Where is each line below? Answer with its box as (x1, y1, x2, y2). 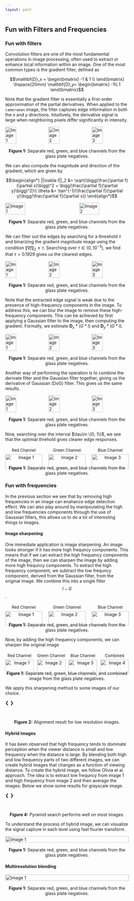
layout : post (5, 7, 32, 12)
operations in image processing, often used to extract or (5, 56, 118, 62)
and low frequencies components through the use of (5, 509, 111, 515)
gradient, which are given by (5, 168, 63, 174)
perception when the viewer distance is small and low (5, 747, 113, 752)
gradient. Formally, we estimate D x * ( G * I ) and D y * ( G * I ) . (5, 323, 123, 330)
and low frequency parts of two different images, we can (5, 757, 120, 763)
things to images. (5, 519, 40, 525)
